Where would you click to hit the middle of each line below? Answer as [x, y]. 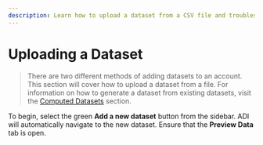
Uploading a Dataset [76, 54]
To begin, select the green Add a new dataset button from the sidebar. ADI [129, 116]
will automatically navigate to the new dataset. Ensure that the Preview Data [131, 124]
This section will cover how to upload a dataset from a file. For [128, 84]
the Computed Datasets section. [79, 101]
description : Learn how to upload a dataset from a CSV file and [117, 15]
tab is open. [27, 132]
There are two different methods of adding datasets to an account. [135, 76]
